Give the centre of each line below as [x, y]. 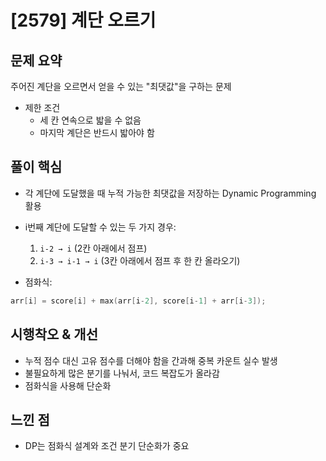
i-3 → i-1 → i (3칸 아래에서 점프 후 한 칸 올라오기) [140, 260]
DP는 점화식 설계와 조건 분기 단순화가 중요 [107, 446]
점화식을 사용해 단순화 [68, 385]
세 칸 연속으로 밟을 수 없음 [90, 120]
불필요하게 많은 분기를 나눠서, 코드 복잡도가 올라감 [122, 373]
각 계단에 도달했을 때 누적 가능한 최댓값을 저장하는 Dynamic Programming [170, 193]
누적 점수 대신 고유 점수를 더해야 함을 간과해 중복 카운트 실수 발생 [151, 360]
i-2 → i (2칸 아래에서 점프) [93, 248]
